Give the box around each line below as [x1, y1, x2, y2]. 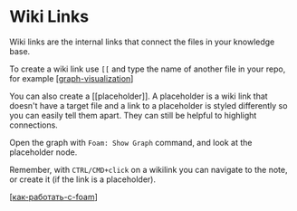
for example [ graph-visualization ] [9, 72, 134, 83]
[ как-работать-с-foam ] [9, 191, 98, 202]
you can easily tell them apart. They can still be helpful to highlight [9, 110, 257, 120]
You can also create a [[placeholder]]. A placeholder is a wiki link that [9, 91, 269, 101]
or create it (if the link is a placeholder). [9, 174, 157, 185]
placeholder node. [9, 147, 78, 158]
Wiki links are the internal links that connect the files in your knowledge [9, 36, 275, 47]
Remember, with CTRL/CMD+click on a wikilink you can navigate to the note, [9, 164, 288, 175]
